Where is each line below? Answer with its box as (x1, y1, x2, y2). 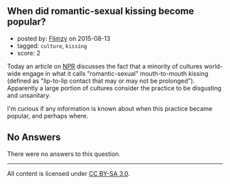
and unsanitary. (7, 91, 51, 99)
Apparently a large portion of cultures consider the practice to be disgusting (7, 83, 222, 92)
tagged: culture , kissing (16, 41, 88, 50)
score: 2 (16, 49, 41, 57)
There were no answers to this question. (7, 150, 121, 158)
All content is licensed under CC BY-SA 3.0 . (7, 169, 130, 177)
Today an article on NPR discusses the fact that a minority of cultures (7, 62, 203, 70)
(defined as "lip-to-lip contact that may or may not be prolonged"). (7, 77, 195, 85)
